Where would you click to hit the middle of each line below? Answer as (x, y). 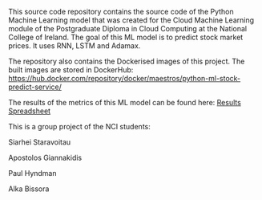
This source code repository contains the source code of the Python (121, 12)
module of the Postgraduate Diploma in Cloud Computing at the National (127, 29)
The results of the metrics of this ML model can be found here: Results (125, 102)
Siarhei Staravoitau (40, 142)
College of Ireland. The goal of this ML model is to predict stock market (126, 37)
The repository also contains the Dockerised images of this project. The (127, 61)
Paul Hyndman (32, 173)
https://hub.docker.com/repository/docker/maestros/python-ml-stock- (125, 78)
